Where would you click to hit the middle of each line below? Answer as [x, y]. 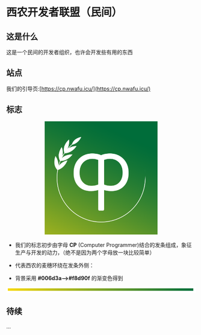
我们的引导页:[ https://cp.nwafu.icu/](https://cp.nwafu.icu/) [79, 89]
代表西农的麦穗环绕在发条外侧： [54, 265]
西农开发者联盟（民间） [64, 12]
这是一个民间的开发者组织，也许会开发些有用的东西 [70, 52]
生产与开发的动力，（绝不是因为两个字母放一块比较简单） [85, 252]
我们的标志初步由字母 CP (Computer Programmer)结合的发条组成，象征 [103, 244]
